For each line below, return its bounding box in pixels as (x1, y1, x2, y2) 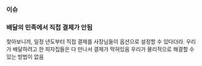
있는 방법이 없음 (6, 53, 44, 61)
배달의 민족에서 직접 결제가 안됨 (6, 23, 93, 31)
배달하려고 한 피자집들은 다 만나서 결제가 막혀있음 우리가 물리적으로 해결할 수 (12, 45, 195, 53)
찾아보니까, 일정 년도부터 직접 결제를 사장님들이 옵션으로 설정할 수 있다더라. (6, 38, 185, 45)
